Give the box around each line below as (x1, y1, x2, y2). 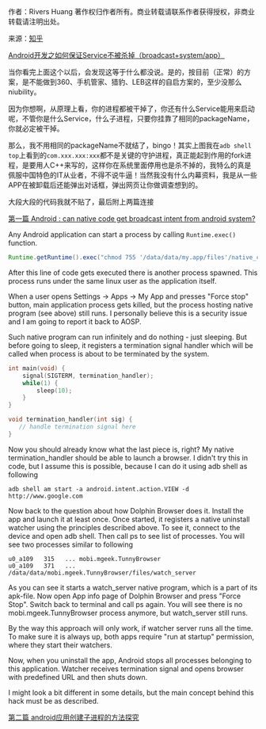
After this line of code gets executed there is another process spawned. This (8, 268, 258, 277)
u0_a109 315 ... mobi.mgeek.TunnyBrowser (8, 555, 161, 563)
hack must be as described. (8, 696, 99, 705)
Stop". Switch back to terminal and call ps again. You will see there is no (8, 599, 243, 609)
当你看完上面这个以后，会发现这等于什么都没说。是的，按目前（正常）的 (8, 67, 244, 77)
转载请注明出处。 (8, 17, 64, 26)
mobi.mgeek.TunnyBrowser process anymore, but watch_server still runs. (8, 608, 248, 617)
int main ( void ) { (8, 364, 66, 372)
